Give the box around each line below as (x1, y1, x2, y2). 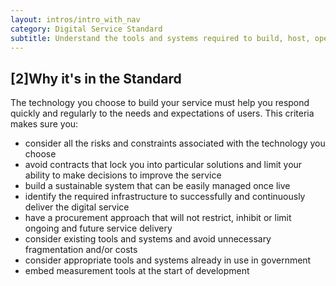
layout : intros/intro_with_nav (10, 14, 141, 25)
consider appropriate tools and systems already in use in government (24, 254, 312, 266)
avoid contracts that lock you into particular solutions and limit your (24, 159, 303, 171)
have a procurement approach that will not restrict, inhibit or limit (24, 212, 292, 224)
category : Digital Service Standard (10, 24, 163, 34)
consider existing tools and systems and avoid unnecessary (24, 233, 272, 245)
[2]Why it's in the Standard (10, 70, 182, 87)
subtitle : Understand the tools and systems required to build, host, (10, 33, 311, 43)
